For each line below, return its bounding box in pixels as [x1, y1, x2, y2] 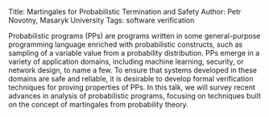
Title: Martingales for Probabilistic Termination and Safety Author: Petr [8, 7, 242, 16]
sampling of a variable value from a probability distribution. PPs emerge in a [8, 48, 260, 57]
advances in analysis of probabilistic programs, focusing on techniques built [8, 91, 262, 100]
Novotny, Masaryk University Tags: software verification [8, 15, 195, 25]
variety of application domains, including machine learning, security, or [8, 56, 244, 66]
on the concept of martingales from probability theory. [8, 100, 189, 109]
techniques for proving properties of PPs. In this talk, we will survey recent [8, 82, 256, 92]
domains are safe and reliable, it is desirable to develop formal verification [8, 74, 254, 83]
